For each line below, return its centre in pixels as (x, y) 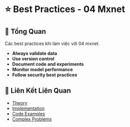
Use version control (33, 59)
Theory (20, 103)
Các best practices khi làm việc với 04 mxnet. (52, 44)
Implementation (28, 108)
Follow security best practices (45, 75)
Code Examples (28, 113)
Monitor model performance (42, 69)
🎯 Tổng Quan (25, 31)
